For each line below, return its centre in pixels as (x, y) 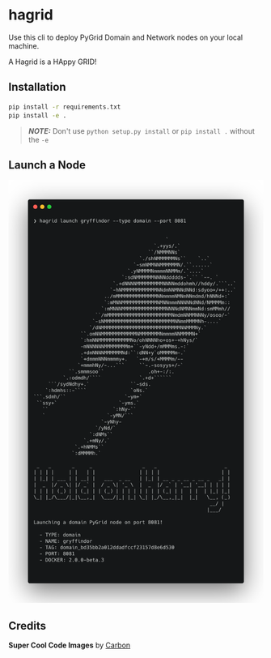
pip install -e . (38, 115)
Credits (28, 626)
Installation (37, 87)
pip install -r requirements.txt (65, 107)
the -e (38, 139)
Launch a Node (47, 165)
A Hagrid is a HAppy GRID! (53, 62)
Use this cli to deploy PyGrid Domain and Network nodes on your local (126, 37)
